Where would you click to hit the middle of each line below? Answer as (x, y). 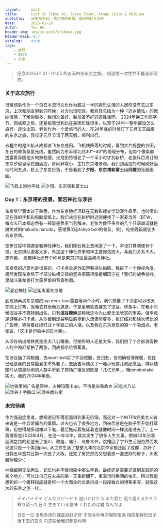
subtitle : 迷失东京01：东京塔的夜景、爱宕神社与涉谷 (55, 18)
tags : (10, 46)
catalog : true (23, 41)
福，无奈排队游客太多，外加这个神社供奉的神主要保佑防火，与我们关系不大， (81, 251)
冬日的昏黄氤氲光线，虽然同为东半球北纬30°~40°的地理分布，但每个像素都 (80, 151)
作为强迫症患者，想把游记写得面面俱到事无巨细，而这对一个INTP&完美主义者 (81, 418)
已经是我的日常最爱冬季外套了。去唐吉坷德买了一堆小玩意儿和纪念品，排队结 (81, 363)
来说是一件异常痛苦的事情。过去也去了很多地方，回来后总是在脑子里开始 (77, 423)
